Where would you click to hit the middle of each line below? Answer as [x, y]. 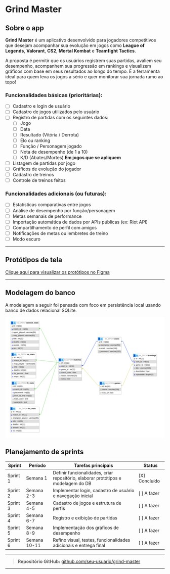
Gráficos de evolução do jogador [47, 169]
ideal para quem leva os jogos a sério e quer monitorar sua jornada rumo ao [84, 77]
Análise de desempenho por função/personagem [64, 210]
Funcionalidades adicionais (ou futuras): [56, 194]
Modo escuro [26, 239]
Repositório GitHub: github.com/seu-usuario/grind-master [79, 561]
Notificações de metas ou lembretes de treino [60, 233]
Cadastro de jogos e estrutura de [87, 503]
